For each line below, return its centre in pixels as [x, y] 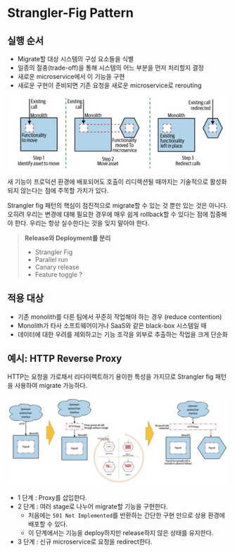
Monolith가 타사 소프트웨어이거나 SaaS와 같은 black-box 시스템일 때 [112, 325]
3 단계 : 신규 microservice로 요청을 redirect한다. [85, 542]
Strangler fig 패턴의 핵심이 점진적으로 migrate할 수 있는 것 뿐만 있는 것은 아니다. [118, 205]
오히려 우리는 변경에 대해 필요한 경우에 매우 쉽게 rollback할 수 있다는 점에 [108, 214]
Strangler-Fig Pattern [70, 13]
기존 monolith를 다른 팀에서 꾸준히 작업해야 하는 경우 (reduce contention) [120, 316]
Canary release [57, 267]
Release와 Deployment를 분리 [68, 238]
